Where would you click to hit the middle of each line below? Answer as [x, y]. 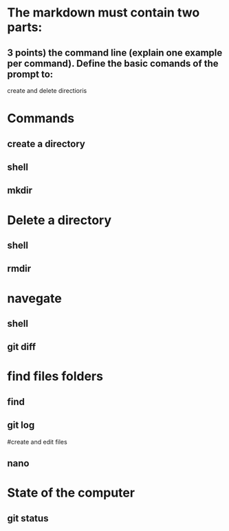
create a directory [46, 143]
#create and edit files [37, 442]
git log [21, 425]
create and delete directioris [47, 90]
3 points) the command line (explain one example [115, 53]
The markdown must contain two [103, 13]
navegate [34, 298]
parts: [25, 27]
